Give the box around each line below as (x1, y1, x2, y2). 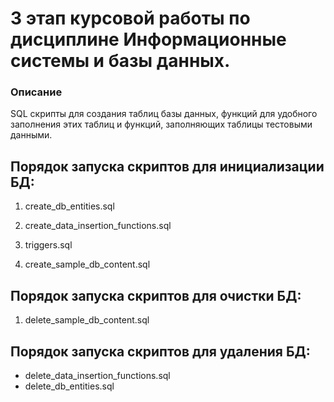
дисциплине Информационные (10, 28, 287, 51)
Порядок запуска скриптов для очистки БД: (10, 287, 302, 304)
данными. (10, 129, 53, 141)
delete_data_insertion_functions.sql (24, 369, 171, 381)
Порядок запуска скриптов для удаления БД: (10, 343, 311, 360)
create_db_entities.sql (24, 200, 115, 212)
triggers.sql (24, 239, 73, 251)
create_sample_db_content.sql (24, 258, 151, 271)
